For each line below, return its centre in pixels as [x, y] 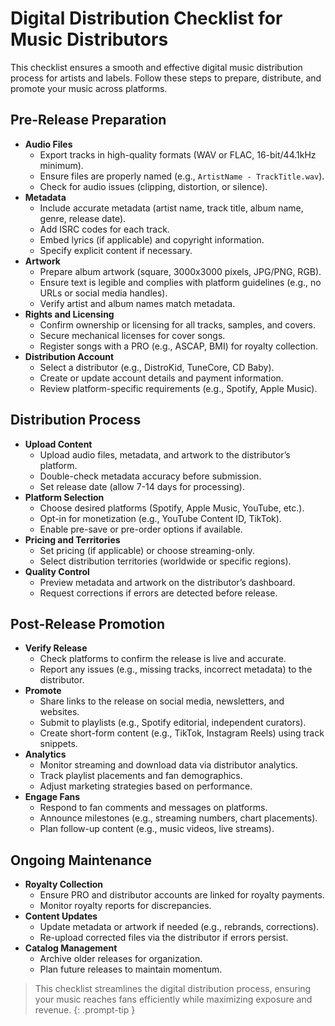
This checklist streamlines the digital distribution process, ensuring [173, 989]
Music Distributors [89, 39]
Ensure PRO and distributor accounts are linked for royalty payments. [182, 895]
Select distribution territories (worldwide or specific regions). [165, 561]
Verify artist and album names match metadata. [137, 303]
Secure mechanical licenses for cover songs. [132, 335]
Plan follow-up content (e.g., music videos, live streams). [157, 829]
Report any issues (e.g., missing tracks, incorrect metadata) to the [176, 669]
